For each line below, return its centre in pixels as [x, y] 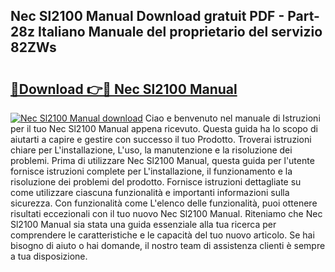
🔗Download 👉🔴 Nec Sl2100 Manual [124, 89]
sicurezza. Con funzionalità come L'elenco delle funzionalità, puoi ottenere [164, 203]
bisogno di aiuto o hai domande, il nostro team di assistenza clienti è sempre [168, 245]
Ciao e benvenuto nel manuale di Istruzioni [232, 118]
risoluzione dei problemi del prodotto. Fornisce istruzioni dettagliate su [156, 182]
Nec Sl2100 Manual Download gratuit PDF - [147, 16]
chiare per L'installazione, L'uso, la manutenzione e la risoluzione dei [151, 150]
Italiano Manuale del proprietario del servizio [180, 32]
